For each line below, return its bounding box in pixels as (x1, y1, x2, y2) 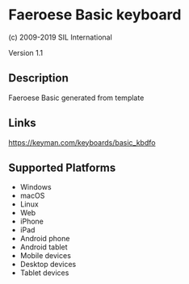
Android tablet (19, 242, 68, 252)
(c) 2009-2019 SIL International (8, 32, 113, 42)
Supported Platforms (8, 161, 116, 174)
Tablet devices (19, 268, 69, 278)
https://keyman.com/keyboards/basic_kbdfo (8, 137, 156, 147)
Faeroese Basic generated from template (8, 93, 145, 102)
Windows (19, 182, 52, 192)
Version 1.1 (8, 48, 43, 57)
